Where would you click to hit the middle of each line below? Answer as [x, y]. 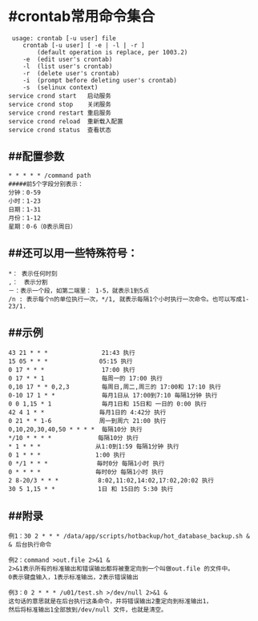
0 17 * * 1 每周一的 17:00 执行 [85, 379]
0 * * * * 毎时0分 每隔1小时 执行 [86, 472]
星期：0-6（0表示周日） [42, 226]
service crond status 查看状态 [60, 130]
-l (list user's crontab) [68, 66]
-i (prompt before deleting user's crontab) [100, 80]
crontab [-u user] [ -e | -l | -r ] [84, 45]
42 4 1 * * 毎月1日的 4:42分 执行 [87, 413]
